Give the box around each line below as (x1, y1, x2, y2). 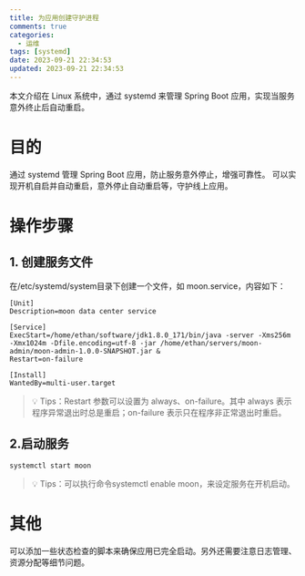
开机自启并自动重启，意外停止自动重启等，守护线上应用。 (16, 180, 233, 191)
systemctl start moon (9, 461, 92, 470)
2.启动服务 (9, 437, 70, 452)
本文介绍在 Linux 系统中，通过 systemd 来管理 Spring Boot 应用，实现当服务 (9, 90, 295, 101)
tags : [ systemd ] (9, 47, 71, 57)
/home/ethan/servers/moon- (159, 338, 262, 347)
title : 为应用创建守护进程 (9, 13, 100, 23)
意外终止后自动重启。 (9, 101, 89, 112)
